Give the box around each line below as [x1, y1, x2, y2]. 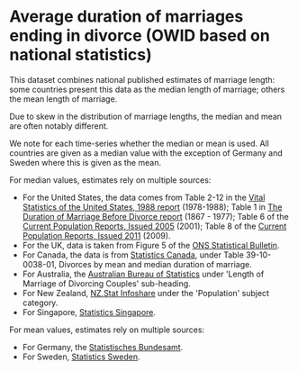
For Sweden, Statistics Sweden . [22, 351, 140, 362]
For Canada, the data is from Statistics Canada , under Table [22, 249, 245, 260]
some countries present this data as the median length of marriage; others [9, 84, 285, 95]
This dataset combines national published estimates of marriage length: [9, 74, 275, 85]
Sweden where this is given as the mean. [9, 157, 162, 167]
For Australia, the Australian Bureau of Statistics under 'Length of [22, 268, 265, 279]
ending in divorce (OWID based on [9, 25, 270, 46]
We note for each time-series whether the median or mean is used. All [9, 138, 270, 149]
